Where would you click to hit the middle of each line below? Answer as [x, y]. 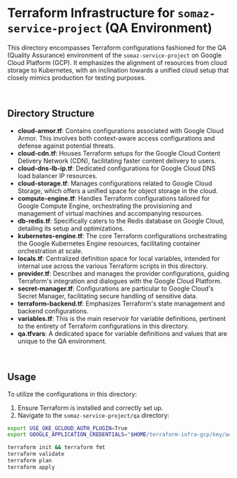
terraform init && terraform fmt [56, 448]
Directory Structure [51, 113]
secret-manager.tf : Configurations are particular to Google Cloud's [115, 288]
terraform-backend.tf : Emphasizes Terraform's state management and [121, 303]
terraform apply [31, 467]
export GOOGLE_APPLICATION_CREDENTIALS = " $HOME [77, 435]
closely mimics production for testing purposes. [77, 77]
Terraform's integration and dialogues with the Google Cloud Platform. [120, 281]
